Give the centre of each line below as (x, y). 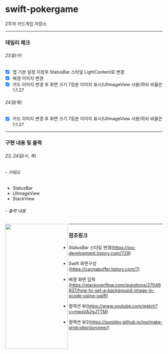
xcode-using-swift (87, 295)
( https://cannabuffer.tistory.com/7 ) (104, 269)
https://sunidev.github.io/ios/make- (126, 322)
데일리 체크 (18, 43)
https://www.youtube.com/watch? (122, 306)
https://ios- (124, 247)
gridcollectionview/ (88, 327)
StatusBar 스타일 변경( (91, 247)
